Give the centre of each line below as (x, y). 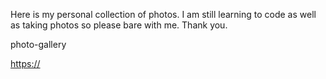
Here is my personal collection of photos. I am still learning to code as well (163, 14)
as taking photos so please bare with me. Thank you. (119, 25)
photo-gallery (38, 44)
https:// (25, 63)
